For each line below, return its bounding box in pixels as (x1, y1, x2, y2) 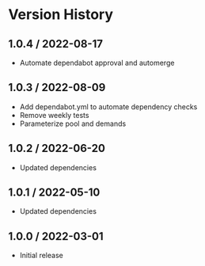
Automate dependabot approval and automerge (19, 58, 175, 67)
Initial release (19, 251, 63, 260)
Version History (8, 6, 113, 24)
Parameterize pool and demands (19, 119, 127, 128)
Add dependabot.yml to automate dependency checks (19, 101, 198, 112)
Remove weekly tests (19, 110, 89, 120)
